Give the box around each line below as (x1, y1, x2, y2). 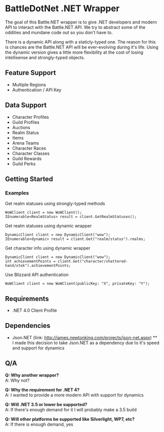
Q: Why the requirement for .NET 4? (5, 387, 80, 392)
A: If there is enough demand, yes (5, 421, 73, 427)
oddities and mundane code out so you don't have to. (5, 29, 113, 35)
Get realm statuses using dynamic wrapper (5, 223, 92, 229)
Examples (5, 189, 29, 196)
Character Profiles (12, 114, 49, 120)
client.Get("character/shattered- (57, 259, 128, 264)
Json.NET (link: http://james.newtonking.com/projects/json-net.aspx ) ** (12, 334, 158, 340)
